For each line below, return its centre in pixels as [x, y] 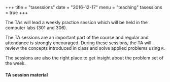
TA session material [27, 74]
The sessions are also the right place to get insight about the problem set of [84, 58]
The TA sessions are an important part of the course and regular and [77, 37]
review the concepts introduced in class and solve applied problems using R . [85, 48]
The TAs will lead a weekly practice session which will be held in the [77, 22]
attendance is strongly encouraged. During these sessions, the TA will [78, 43]
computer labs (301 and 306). [36, 28]
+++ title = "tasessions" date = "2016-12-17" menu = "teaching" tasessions [84, 7]
